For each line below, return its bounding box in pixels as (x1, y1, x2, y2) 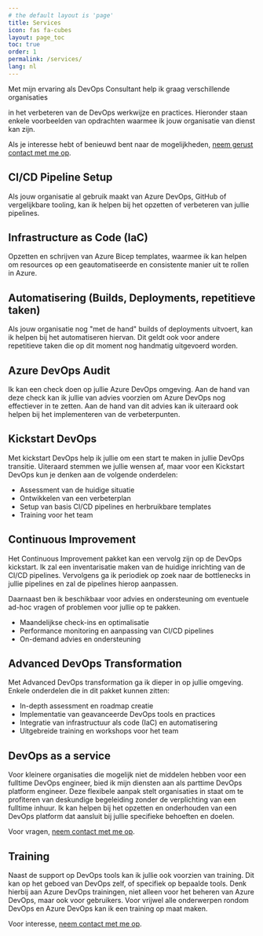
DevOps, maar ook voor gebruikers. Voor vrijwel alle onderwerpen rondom (8, 896, 250, 905)
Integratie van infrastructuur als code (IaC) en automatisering (19, 718, 218, 727)
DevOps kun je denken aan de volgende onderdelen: (8, 470, 178, 479)
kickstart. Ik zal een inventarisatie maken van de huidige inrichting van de (8, 562, 246, 572)
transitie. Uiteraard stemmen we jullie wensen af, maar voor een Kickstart (8, 461, 245, 471)
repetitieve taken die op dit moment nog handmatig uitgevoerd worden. (8, 341, 238, 350)
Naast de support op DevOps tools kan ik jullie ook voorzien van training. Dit (8, 871, 255, 880)
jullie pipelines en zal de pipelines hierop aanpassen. (8, 579, 178, 588)
